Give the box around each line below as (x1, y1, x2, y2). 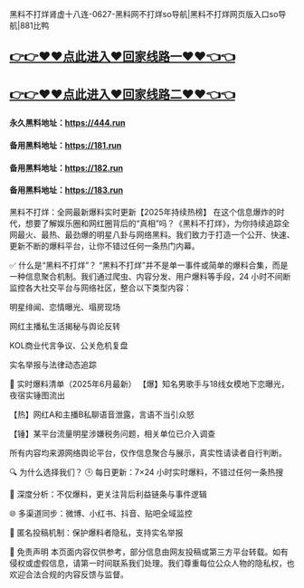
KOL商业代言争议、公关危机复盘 (9, 339, 128, 351)
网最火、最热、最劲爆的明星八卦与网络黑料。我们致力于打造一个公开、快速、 (9, 229, 295, 240)
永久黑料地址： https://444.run (9, 118, 126, 128)
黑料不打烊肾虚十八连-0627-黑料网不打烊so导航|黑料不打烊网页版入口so (9, 9, 279, 19)
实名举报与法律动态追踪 (9, 359, 97, 370)
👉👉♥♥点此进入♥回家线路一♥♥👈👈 (9, 49, 235, 64)
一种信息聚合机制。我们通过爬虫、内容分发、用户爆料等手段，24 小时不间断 (9, 270, 291, 281)
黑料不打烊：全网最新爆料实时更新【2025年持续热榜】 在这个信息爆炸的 (9, 206, 278, 217)
